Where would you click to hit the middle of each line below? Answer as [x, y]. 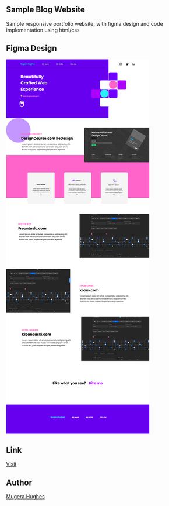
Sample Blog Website [46, 10]
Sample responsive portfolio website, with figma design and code [85, 23]
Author [19, 482]
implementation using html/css [43, 30]
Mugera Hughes [25, 497]
